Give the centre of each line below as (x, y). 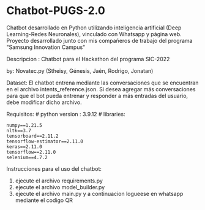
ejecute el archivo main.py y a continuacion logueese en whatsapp (99, 193)
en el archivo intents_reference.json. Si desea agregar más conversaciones (101, 89)
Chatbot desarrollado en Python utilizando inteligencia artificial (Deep (94, 28)
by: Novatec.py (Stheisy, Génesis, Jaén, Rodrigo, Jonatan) (80, 70)
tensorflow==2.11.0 (31, 152)
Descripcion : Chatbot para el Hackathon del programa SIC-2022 (88, 59)
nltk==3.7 (19, 130)
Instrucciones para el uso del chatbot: (54, 168)
